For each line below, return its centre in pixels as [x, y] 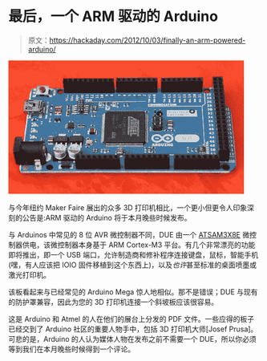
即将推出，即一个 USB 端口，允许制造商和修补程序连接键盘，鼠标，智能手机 [133, 254]
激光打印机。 [29, 274]
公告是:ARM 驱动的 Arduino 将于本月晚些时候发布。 [107, 217]
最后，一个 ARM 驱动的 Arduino [113, 16]
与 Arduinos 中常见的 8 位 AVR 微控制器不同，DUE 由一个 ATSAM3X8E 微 [129, 234]
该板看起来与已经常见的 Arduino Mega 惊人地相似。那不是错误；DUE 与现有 [133, 292]
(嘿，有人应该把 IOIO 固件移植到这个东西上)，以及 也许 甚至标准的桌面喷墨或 [133, 265]
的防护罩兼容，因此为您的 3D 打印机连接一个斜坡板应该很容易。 [113, 302]
